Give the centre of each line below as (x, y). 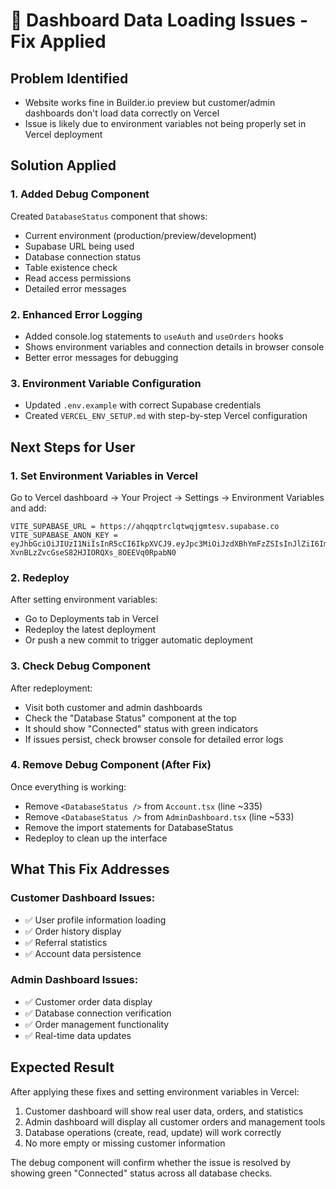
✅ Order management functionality (97, 1024)
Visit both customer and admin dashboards (113, 707)
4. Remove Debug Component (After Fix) (111, 765)
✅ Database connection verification (98, 1013)
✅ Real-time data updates (78, 1035)
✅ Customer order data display (88, 1001)
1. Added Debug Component (80, 194)
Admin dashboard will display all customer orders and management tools (175, 1121)
